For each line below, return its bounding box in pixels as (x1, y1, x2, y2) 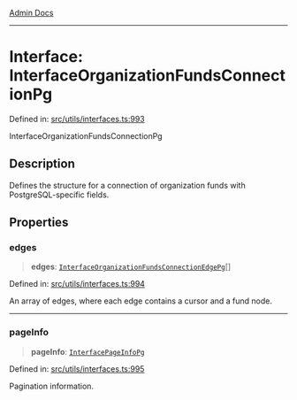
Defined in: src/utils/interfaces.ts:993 (9, 113, 146, 124)
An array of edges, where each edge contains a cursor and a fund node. (9, 296, 272, 306)
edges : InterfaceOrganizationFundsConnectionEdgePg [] (30, 261, 232, 273)
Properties (9, 215, 69, 230)
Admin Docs (9, 8, 54, 18)
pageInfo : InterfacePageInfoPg (30, 346, 145, 357)
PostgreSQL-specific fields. (9, 189, 110, 200)
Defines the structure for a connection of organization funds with (9, 180, 246, 190)
